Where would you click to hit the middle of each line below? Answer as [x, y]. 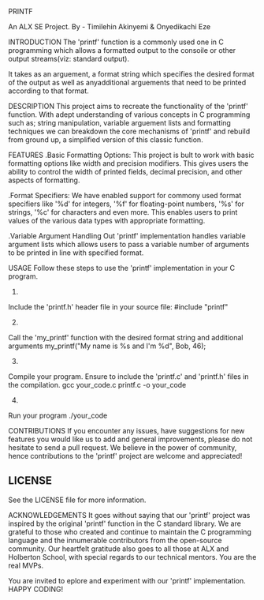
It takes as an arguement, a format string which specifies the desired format [131, 74]
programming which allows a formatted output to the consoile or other [122, 50]
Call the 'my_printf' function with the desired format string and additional [126, 337]
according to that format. [48, 91]
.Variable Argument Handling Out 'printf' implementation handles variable [127, 236]
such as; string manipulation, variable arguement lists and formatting [119, 123]
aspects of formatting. [44, 180]
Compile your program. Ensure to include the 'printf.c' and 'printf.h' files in [129, 377]
